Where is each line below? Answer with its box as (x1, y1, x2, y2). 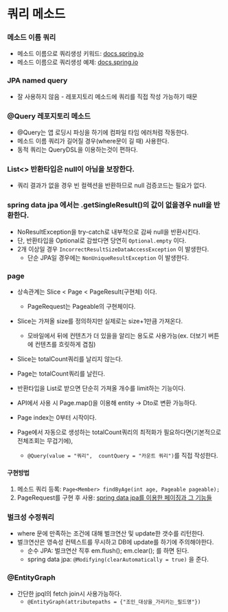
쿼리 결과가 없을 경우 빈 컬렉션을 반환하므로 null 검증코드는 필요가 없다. (16, 181, 207, 190)
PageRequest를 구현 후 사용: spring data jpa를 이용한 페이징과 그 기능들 (16, 493, 213, 502)
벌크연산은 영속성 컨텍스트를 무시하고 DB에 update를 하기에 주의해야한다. (16, 538, 214, 547)
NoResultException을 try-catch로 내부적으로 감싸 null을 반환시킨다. (16, 227, 201, 236)
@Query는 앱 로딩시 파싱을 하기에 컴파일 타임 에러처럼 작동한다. (16, 128, 189, 136)
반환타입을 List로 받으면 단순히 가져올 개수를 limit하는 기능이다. (16, 384, 185, 392)
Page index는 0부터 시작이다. (16, 413, 97, 421)
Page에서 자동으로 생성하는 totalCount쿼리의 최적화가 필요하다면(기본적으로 (16, 428, 222, 436)
